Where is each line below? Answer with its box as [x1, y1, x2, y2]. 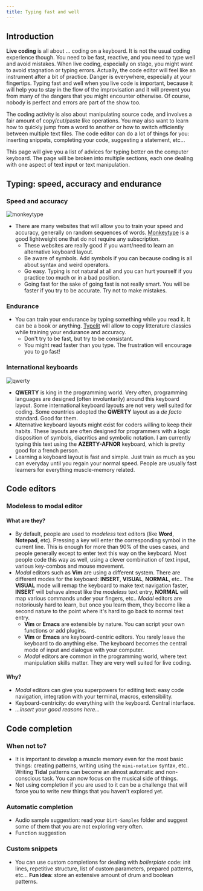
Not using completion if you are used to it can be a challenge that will [14, 781, 187, 788]
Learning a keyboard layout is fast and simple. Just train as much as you [14, 453, 195, 460]
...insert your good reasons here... [14, 706, 100, 713]
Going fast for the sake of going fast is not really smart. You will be [24, 280, 190, 288]
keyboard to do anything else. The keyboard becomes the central [24, 640, 187, 647]
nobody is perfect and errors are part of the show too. [6, 99, 141, 106]
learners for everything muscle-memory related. [14, 466, 135, 473]
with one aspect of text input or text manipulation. [6, 161, 130, 169]
